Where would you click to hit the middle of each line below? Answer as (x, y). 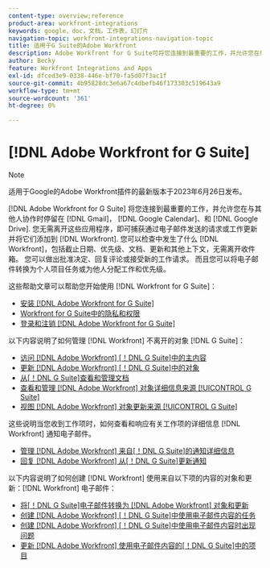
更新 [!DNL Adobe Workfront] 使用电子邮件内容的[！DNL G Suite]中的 (134, 545)
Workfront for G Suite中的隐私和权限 (80, 313)
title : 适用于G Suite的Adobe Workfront (73, 46)
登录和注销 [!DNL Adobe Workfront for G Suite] (97, 324)
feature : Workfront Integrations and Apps (80, 68)
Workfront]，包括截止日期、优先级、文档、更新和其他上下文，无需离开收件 (132, 249)
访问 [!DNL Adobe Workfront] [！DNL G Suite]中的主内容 (113, 358)
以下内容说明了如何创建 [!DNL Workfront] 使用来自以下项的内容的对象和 (127, 478)
